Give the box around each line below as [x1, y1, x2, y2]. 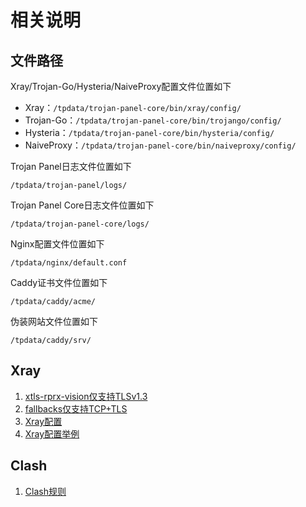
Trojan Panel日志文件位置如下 [10, 161, 132, 172]
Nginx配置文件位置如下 [10, 238, 105, 250]
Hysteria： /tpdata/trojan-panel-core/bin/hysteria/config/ [24, 127, 275, 138]
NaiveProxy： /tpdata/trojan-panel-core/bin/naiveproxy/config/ [24, 139, 297, 151]
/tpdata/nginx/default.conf [10, 258, 128, 268]
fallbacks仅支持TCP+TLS [24, 402, 128, 415]
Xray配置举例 [24, 427, 80, 440]
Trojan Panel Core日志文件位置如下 [10, 199, 155, 211]
